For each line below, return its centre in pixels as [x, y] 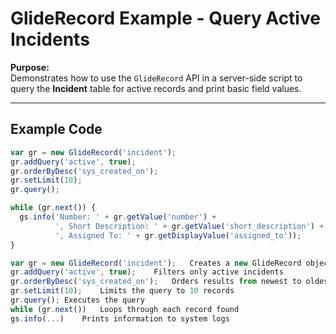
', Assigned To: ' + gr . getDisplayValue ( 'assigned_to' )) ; [178, 235]
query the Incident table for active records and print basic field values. [156, 88]
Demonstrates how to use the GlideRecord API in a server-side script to [156, 78]
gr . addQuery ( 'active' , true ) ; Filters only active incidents [147, 272]
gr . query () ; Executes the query [77, 300]
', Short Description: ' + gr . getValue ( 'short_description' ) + [189, 226]
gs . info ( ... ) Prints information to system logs [120, 318]
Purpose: [30, 67]
